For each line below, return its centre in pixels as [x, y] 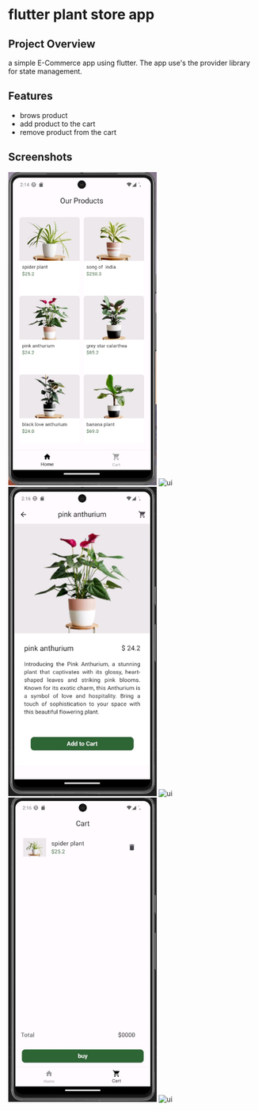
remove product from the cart [68, 132]
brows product [44, 115]
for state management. [46, 71]
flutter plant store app [82, 15]
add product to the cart [57, 124]
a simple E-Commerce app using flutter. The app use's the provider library [129, 63]
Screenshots [40, 157]
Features [30, 96]
